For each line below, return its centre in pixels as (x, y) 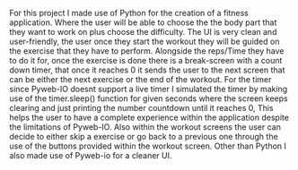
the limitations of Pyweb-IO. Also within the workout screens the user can (145, 127)
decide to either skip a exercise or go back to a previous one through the (144, 136)
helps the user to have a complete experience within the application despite (149, 117)
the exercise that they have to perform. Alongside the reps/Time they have (147, 51)
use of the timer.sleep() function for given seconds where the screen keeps (149, 98)
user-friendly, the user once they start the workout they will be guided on (145, 41)
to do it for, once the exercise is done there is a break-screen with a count (146, 60)
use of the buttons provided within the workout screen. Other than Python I (148, 146)
